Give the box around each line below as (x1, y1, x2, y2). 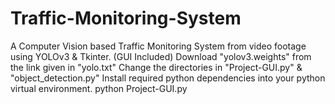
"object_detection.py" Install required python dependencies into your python (10, 72, 326, 84)
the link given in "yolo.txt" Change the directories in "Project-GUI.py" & (10, 61, 303, 73)
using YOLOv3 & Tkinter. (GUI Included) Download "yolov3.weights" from (10, 50, 312, 62)
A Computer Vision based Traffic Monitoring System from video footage (10, 40, 307, 52)
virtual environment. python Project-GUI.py (10, 82, 188, 94)
